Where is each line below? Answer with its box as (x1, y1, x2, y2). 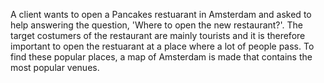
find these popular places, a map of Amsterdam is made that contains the (10, 51, 313, 63)
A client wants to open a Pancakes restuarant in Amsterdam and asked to (10, 9, 312, 20)
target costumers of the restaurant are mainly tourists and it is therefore (10, 30, 306, 41)
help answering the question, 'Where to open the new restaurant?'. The (10, 19, 304, 31)
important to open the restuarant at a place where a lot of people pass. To (10, 40, 315, 52)
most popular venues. (10, 62, 100, 73)
